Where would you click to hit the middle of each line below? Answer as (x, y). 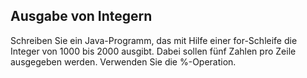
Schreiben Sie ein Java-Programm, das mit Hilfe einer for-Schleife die (154, 40)
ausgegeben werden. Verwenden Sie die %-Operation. (123, 61)
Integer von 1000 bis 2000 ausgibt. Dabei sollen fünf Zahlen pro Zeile (153, 51)
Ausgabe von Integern (81, 16)
